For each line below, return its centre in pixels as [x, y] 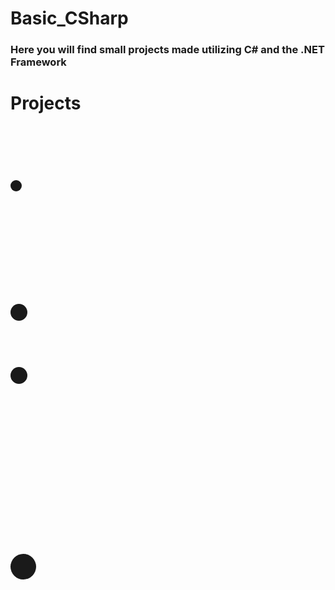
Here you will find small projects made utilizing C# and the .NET [167, 50]
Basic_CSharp [69, 18]
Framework [38, 62]
